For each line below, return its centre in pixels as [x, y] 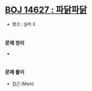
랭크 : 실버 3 [23, 24]
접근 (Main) [23, 84]
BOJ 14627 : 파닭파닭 [46, 10]
